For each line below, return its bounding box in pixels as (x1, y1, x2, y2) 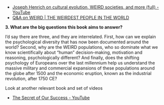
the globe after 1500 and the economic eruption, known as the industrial (5, 70, 152, 76)
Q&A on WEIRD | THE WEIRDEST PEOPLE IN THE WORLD (12, 15, 129, 20)
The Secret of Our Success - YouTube (12, 95, 90, 101)
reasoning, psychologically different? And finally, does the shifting (5, 55, 140, 61)
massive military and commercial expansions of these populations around (5, 65, 155, 71)
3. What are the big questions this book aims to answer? (5, 24, 123, 30)
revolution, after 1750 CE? (5, 76, 57, 81)
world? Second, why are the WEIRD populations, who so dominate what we (5, 44, 158, 50)
